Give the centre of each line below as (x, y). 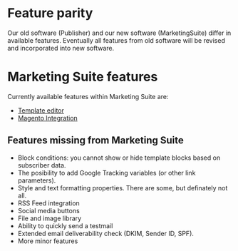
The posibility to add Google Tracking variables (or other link (107, 173)
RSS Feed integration (48, 203)
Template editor (41, 110)
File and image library (50, 218)
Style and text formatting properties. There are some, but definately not (123, 188)
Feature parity (50, 13)
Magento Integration (48, 118)
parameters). (37, 180)
